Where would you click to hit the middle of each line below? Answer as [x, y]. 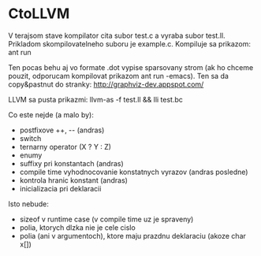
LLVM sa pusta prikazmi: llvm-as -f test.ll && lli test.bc [96, 99]
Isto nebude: [28, 204]
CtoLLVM [39, 14]
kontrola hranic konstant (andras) [74, 180]
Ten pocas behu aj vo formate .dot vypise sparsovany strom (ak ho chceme [131, 67]
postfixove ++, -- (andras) [62, 130]
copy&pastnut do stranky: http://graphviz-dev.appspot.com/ [106, 84]
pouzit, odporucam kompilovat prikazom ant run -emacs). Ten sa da [118, 76]
